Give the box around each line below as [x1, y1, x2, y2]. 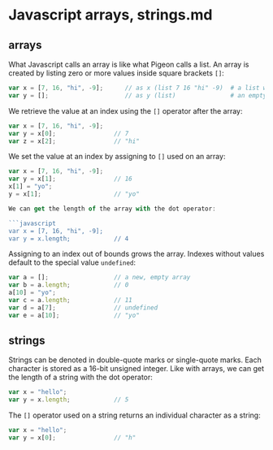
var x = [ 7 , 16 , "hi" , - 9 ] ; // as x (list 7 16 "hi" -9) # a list [8, 84, 260, 92]
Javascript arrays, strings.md [8, 6, 213, 24]
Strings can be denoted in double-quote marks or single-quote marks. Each [8, 355, 262, 365]
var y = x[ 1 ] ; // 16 [8, 175, 132, 184]
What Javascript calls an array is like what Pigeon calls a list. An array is [8, 59, 249, 69]
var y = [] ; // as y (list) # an [8, 91, 245, 99]
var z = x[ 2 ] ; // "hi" [8, 136, 140, 145]
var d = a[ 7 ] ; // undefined [8, 303, 158, 312]
